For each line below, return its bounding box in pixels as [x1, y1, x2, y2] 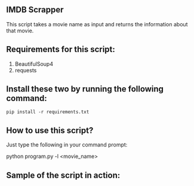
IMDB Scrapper [6, 5, 64, 15]
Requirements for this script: [6, 44, 115, 54]
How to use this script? [6, 125, 94, 135]
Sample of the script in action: [6, 170, 121, 180]
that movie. [6, 27, 34, 34]
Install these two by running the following [6, 84, 164, 94]
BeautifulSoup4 [14, 60, 54, 68]
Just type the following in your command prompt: [6, 141, 128, 148]
